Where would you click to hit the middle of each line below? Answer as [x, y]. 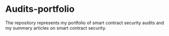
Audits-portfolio [40, 9]
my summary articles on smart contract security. [56, 28]
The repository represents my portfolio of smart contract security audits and [85, 23]
